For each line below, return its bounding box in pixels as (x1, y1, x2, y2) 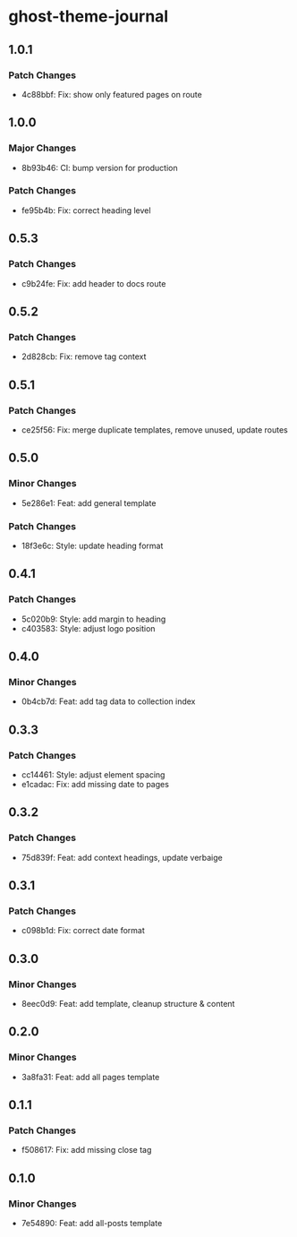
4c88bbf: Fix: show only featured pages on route (21, 89, 202, 99)
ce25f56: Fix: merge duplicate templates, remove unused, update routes (21, 424, 288, 435)
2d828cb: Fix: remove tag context (21, 351, 147, 362)
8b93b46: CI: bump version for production (21, 162, 178, 173)
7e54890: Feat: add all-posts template (21, 1218, 163, 1229)
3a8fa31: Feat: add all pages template (21, 1071, 160, 1082)
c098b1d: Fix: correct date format (21, 925, 145, 936)
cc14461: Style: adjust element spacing (21, 769, 165, 780)
